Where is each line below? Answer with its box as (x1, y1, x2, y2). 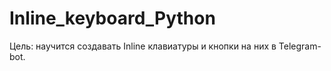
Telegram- (278, 40, 322, 52)
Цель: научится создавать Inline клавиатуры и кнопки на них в (9, 40, 277, 52)
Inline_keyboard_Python (9, 7, 216, 30)
